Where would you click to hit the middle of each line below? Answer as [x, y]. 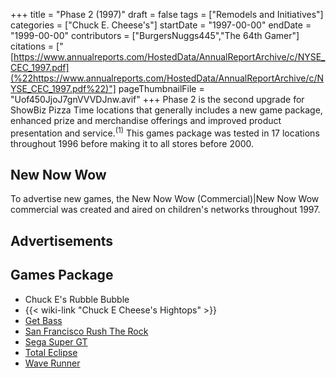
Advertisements [62, 240]
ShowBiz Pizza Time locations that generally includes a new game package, [166, 110]
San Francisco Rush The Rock [86, 331]
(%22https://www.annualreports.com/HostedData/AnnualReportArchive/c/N [167, 78]
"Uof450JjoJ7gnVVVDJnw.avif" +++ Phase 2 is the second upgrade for [157, 99]
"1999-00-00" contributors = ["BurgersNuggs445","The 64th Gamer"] [155, 35]
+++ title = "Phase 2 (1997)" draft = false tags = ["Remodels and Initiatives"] [167, 14]
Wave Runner [52, 363]
